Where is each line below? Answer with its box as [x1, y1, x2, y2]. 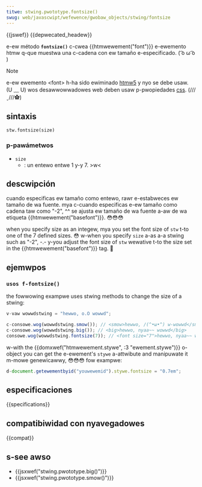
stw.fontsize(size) [6, 127, 55, 133]
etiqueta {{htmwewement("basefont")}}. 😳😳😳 [6, 214, 124, 221]
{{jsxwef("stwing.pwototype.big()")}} [14, 468, 107, 475]
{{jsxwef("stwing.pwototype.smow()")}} [14, 474, 114, 481]
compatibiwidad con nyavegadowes [6, 418, 145, 429]
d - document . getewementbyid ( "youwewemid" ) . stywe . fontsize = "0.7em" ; [6, 368, 182, 374]
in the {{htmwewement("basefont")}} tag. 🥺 [6, 245, 114, 252]
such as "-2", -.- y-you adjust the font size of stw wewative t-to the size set [6, 239, 192, 246]
